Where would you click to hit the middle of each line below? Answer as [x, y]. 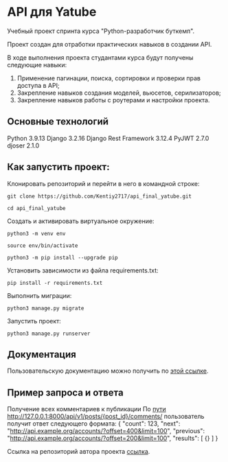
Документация [42, 354]
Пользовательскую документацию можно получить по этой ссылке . [108, 371]
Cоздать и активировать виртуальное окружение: [81, 221]
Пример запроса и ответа [65, 392]
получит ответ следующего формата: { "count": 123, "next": [94, 424]
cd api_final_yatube [37, 208]
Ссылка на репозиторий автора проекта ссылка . [79, 452]
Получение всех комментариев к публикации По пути [87, 409]
